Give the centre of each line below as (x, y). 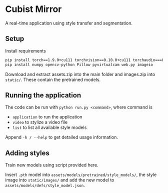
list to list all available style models (49, 127)
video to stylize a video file (40, 122)
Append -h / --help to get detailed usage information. (62, 137)
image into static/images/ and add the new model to (60, 180)
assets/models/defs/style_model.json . (45, 185)
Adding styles (27, 153)
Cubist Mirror (33, 9)
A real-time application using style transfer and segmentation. (69, 23)
